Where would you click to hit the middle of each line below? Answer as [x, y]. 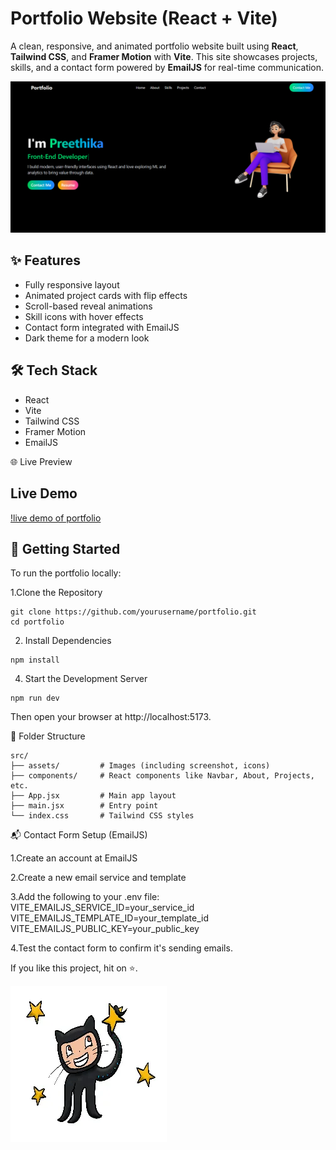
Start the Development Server [86, 679]
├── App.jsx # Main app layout [93, 796]
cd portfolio [37, 622]
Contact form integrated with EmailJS [102, 327]
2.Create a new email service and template [98, 878]
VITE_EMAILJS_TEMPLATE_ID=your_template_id [110, 918]
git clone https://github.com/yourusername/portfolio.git [133, 612]
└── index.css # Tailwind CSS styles [102, 816]
